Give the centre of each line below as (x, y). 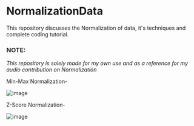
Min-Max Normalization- (37, 81)
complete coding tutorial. (38, 34)
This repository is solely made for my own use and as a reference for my (97, 63)
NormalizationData (55, 11)
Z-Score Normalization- (36, 105)
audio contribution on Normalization (52, 70)
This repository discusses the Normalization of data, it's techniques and (96, 28)
